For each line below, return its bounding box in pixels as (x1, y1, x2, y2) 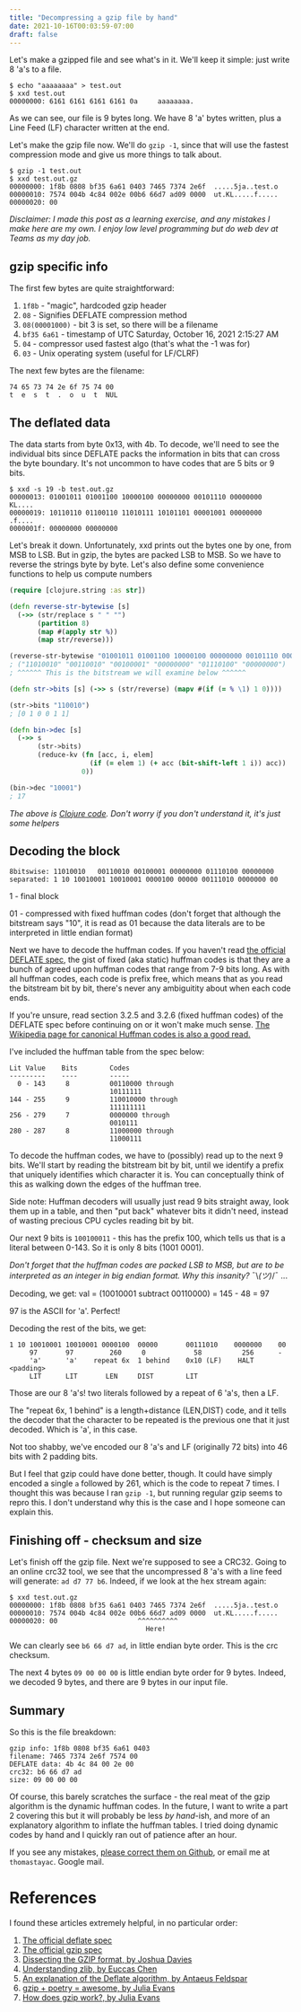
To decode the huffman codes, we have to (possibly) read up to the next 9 (9, 1151, 284, 1161)
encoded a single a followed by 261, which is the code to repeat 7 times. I (9, 1478, 279, 1489)
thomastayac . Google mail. (9, 1856, 105, 1866)
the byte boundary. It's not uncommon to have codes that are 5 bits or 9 (9, 458, 275, 468)
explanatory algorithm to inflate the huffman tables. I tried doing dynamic (9, 1820, 279, 1831)
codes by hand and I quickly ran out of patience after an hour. (9, 1829, 237, 1840)
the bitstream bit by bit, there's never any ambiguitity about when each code (9, 983, 291, 993)
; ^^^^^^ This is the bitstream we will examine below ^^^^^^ (9, 668, 246, 677)
